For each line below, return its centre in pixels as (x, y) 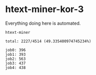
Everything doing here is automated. (43, 23)
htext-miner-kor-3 (44, 9)
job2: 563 (16, 59)
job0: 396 (16, 50)
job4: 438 (16, 67)
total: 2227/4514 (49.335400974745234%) (49, 41)
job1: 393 (16, 54)
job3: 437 (16, 63)
